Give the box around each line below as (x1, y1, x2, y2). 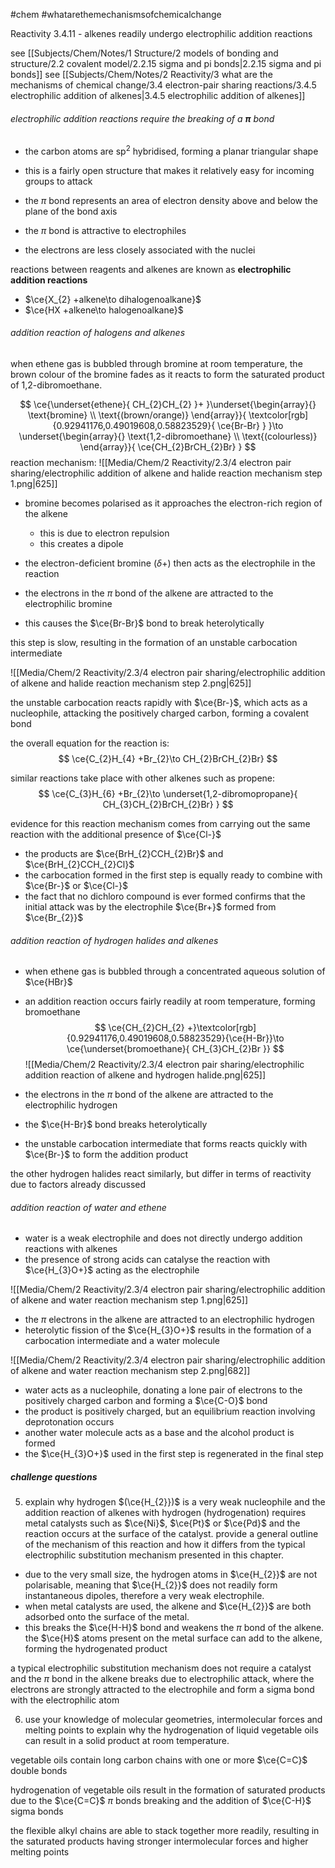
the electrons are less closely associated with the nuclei (24, 244, 256, 256)
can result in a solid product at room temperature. (24, 1735, 230, 1747)
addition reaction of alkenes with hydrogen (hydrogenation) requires (24, 1507, 307, 1519)
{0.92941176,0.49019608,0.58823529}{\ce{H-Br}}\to (66, 1032, 285, 1044)
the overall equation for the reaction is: (10, 737, 170, 749)
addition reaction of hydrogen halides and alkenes (10, 934, 219, 946)
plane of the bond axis (24, 205, 118, 217)
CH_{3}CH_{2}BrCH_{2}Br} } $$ (102, 799, 234, 811)
